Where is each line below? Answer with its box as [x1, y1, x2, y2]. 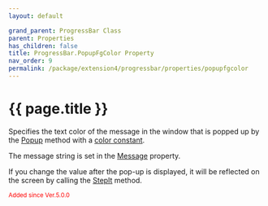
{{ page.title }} [8, 99, 109, 118]
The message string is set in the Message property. [8, 151, 181, 160]
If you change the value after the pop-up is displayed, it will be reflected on [8, 166, 260, 176]
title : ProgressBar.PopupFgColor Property [8, 50, 154, 58]
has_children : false [8, 42, 79, 50]
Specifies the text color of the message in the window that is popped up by [8, 126, 260, 136]
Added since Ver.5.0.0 [8, 191, 71, 199]
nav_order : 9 [8, 57, 53, 65]
